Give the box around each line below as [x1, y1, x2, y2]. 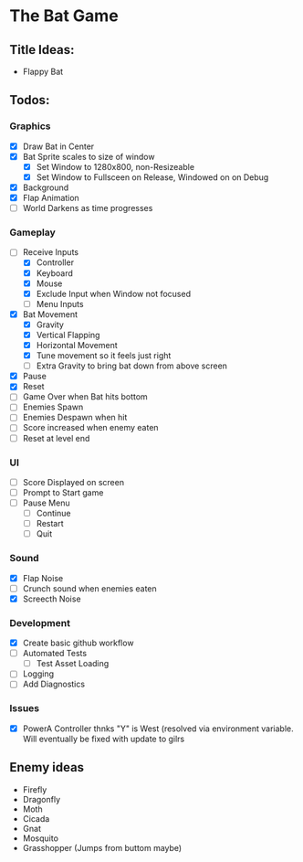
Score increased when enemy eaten [22, 422, 159, 433]
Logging [22, 668, 55, 679]
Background [22, 182, 69, 193]
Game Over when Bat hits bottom [22, 391, 148, 402]
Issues [9, 702, 40, 715]
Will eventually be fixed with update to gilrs [22, 733, 185, 744]
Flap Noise [22, 572, 64, 583]
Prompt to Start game [22, 486, 104, 498]
